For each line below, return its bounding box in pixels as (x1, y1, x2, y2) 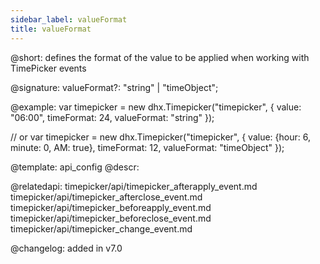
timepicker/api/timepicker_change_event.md (10, 222, 193, 235)
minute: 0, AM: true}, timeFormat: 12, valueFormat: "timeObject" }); (10, 141, 285, 153)
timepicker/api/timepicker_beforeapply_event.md (10, 201, 212, 213)
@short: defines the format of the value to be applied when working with (10, 51, 310, 63)
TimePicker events (10, 62, 87, 74)
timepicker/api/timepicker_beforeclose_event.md (10, 212, 212, 224)
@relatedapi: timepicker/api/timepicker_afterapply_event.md (10, 180, 258, 192)
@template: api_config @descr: (10, 161, 140, 173)
